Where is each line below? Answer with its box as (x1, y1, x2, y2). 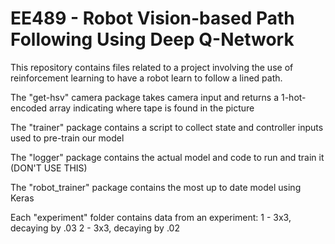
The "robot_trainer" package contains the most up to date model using (10, 181, 302, 193)
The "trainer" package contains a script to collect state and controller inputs (10, 121, 324, 133)
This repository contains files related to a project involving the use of (10, 61, 294, 73)
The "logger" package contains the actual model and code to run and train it (10, 151, 325, 163)
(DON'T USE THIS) (10, 162, 88, 174)
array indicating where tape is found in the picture (49, 102, 255, 114)
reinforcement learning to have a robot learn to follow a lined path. (10, 72, 283, 84)
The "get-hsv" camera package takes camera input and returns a (10, 91, 280, 103)
